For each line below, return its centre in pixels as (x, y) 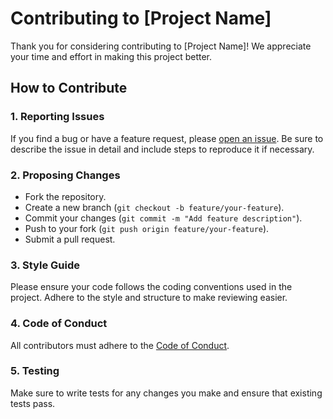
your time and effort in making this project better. (111, 56)
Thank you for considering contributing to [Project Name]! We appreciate (161, 46)
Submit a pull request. (70, 239)
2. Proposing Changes (65, 175)
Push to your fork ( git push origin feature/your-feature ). (147, 228)
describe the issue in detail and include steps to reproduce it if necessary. (162, 149)
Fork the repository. (65, 196)
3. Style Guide (45, 265)
